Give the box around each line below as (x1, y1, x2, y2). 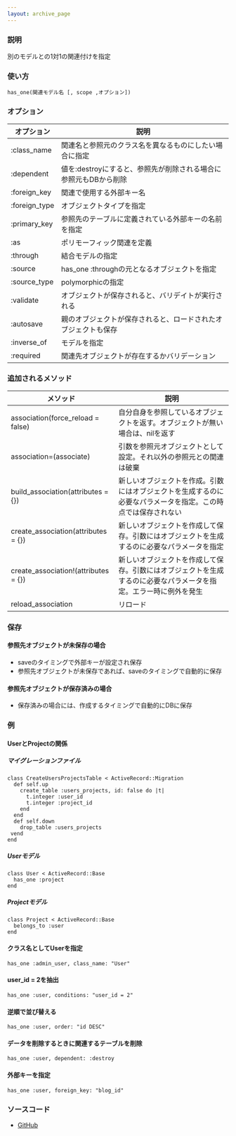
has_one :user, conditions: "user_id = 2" (7, 991, 133, 998)
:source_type (11, 277, 54, 287)
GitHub (17, 1121, 39, 1129)
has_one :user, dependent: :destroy (7, 1055, 114, 1062)
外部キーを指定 (7, 1071, 51, 1079)
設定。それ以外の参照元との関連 (118, 452, 224, 462)
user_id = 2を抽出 (7, 976, 60, 984)
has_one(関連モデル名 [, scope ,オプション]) (7, 89, 131, 96)
